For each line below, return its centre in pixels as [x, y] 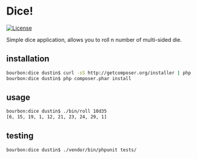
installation [28, 59]
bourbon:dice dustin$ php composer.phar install [69, 78]
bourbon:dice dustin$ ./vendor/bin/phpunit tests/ [72, 150]
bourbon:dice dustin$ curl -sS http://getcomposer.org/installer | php [98, 73]
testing [20, 136]
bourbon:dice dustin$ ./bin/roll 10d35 [57, 111]
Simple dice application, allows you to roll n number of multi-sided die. [94, 39]
